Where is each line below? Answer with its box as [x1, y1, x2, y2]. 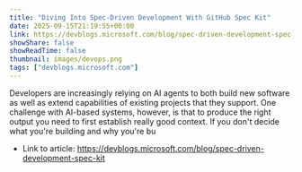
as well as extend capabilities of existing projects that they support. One [9, 97, 277, 107]
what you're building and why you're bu [9, 125, 156, 136]
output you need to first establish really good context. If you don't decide [9, 116, 280, 126]
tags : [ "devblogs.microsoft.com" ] [9, 64, 139, 73]
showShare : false [9, 38, 75, 47]
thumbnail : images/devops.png [9, 55, 123, 64]
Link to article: [22, 142, 75, 153]
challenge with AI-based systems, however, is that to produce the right [9, 107, 271, 117]
